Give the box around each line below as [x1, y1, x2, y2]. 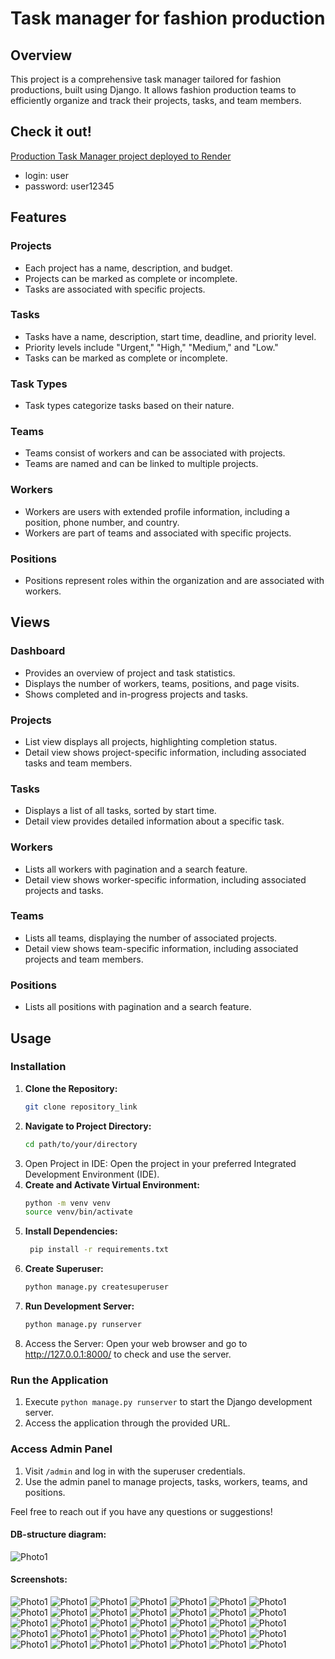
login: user [24, 169, 69, 181]
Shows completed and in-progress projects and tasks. [24, 688, 249, 700]
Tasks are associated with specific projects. [24, 283, 206, 295]
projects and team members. [24, 953, 144, 965]
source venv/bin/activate [24, 1207, 133, 1217]
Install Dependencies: [24, 1225, 118, 1237]
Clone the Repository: [24, 1082, 118, 1094]
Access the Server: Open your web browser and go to [24, 1337, 248, 1349]
